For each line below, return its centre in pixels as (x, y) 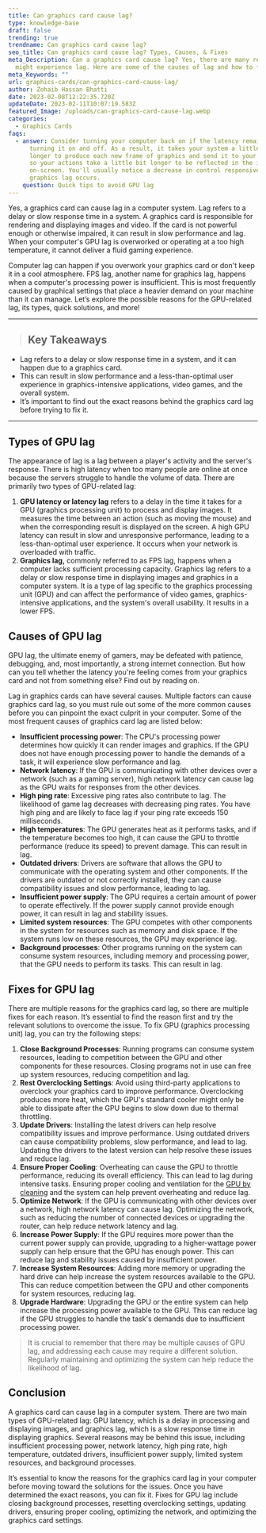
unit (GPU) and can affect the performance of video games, (117, 594)
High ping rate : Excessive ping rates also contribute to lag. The (123, 796)
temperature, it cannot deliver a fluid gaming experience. (101, 250)
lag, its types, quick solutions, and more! (74, 307)
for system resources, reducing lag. (78, 1293)
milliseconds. (41, 821)
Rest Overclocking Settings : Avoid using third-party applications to (130, 1083)
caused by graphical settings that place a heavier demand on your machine (131, 290)
